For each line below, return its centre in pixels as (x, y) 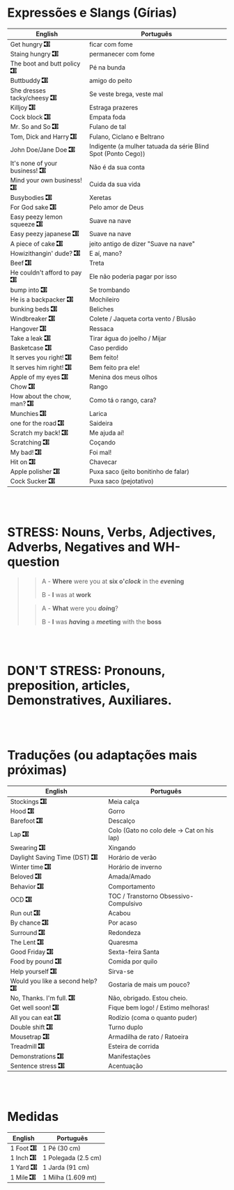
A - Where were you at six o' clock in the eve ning (113, 581)
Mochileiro (104, 299)
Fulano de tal (108, 127)
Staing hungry (30, 54)
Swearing (24, 847)
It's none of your (34, 163)
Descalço (122, 821)
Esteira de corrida (134, 1046)
